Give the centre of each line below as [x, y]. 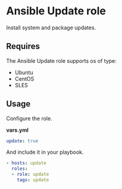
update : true [22, 141]
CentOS [24, 78]
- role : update [30, 175]
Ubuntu [24, 72]
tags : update [33, 180]
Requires [23, 46]
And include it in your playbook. [45, 152]
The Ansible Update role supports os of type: [62, 60]
